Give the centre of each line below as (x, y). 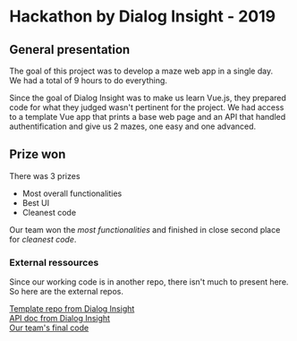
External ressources (54, 262)
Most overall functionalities (72, 193)
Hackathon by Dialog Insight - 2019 (142, 17)
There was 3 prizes (45, 175)
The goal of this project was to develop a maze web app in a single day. (141, 71)
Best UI (36, 202)
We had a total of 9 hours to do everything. (89, 81)
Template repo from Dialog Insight (72, 309)
